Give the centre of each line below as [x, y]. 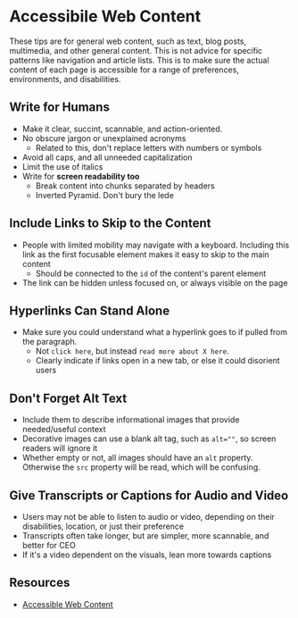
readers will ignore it [60, 448]
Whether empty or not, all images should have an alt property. [137, 458]
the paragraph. [50, 342]
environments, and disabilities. [65, 79]
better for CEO [49, 545]
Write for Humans [59, 108]
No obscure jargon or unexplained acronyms [104, 138]
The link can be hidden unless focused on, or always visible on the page [155, 282]
